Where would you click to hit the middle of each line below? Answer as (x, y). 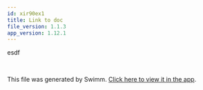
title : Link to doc (35, 20)
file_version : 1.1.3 (37, 26)
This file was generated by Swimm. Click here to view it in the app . (102, 80)
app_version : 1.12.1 (37, 33)
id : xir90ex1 (26, 13)
